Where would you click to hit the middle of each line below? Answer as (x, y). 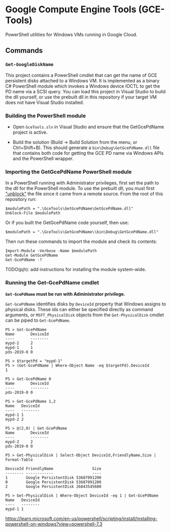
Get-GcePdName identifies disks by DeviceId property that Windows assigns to (86, 304)
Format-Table (19, 460)
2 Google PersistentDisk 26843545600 (53, 486)
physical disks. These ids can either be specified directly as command (79, 309)
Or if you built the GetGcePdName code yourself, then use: (67, 223)
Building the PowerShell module (46, 115)
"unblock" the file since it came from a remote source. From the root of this (84, 194)
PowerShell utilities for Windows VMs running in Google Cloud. (71, 34)
